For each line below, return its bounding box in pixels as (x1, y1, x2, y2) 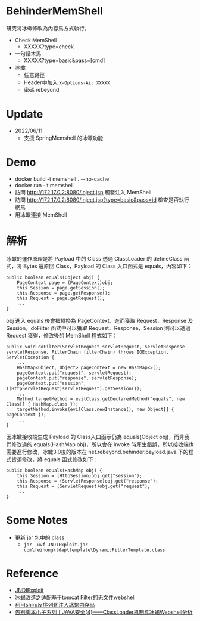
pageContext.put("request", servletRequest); (17, 370, 132, 376)
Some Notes (6, 513, 68, 527)
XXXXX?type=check (23, 43, 74, 50)
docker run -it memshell (14, 181, 74, 189)
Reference (6, 567, 58, 580)
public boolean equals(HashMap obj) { (6, 467, 102, 474)
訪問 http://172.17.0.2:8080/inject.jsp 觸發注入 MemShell (14, 189, 152, 196)
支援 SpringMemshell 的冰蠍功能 (23, 134, 104, 141)
